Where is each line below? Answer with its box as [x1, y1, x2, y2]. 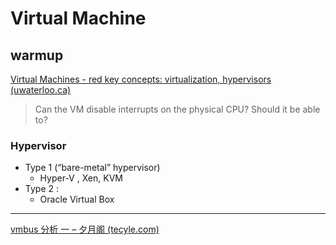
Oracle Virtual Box [39, 193, 115, 206]
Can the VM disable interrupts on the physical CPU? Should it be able [34, 103, 321, 115]
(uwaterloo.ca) [10, 84, 72, 96]
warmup [10, 47, 64, 64]
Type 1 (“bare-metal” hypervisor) [24, 162, 161, 174]
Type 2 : [24, 183, 60, 195]
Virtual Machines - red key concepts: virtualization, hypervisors [10, 73, 272, 85]
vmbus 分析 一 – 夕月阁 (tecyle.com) [10, 223, 160, 236]
